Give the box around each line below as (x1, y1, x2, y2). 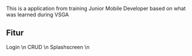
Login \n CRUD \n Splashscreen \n (6, 43, 90, 50)
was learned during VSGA (6, 11, 69, 18)
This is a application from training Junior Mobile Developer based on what (6, 5, 186, 12)
